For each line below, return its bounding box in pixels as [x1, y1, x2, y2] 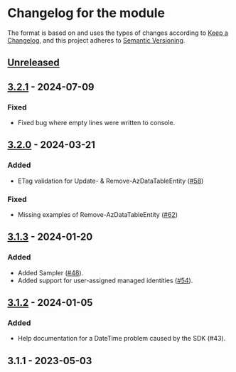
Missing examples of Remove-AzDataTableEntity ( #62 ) [17, 211, 178, 218]
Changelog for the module [7, 5, 166, 21]
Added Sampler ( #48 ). [17, 268, 84, 277]
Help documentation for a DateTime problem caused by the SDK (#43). [17, 334, 226, 343]
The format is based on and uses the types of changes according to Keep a [7, 28, 229, 37]
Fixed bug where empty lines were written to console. [17, 119, 176, 127]
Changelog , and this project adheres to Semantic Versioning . [7, 36, 186, 44]
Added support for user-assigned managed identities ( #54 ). [17, 276, 193, 285]
